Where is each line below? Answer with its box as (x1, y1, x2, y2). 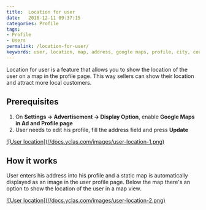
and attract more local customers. (6, 79, 92, 86)
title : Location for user (6, 9, 75, 15)
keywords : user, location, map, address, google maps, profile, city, (6, 49, 191, 55)
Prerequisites (6, 96, 59, 107)
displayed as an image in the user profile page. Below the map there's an (6, 179, 191, 186)
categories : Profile (6, 20, 59, 26)
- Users (6, 37, 26, 44)
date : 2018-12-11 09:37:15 (6, 15, 81, 21)
